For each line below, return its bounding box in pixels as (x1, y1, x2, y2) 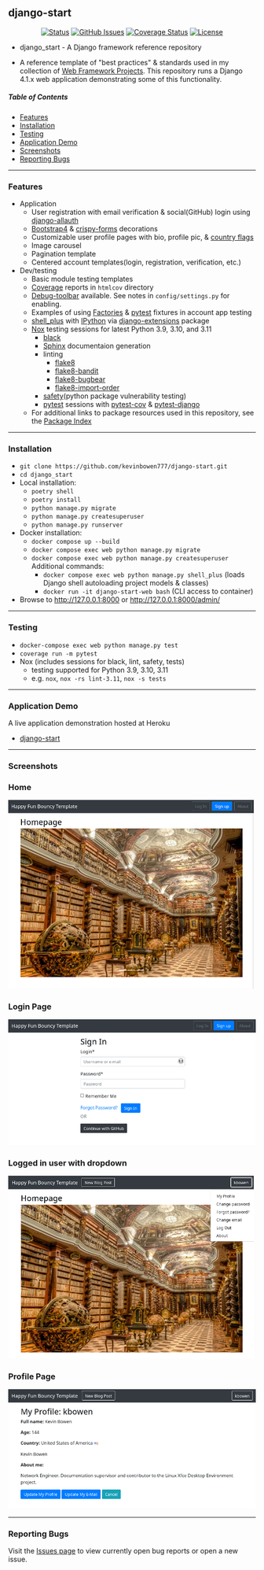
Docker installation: (19, 528, 82, 537)
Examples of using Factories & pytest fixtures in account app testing (31, 308, 252, 317)
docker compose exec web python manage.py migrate (31, 546, 201, 554)
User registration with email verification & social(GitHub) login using (31, 208, 251, 217)
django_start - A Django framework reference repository (19, 42, 202, 52)
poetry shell (31, 488, 75, 496)
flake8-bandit (54, 366, 99, 376)
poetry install (31, 496, 81, 504)
